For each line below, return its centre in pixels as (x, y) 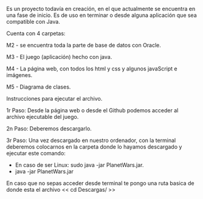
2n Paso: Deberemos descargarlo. (49, 129)
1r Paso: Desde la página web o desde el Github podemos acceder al (92, 110)
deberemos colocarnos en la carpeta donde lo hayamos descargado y (94, 147)
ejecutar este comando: (36, 153)
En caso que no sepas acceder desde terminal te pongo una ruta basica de (100, 183)
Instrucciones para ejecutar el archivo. (54, 99)
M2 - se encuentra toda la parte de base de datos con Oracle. (84, 45)
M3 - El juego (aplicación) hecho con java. (59, 57)
